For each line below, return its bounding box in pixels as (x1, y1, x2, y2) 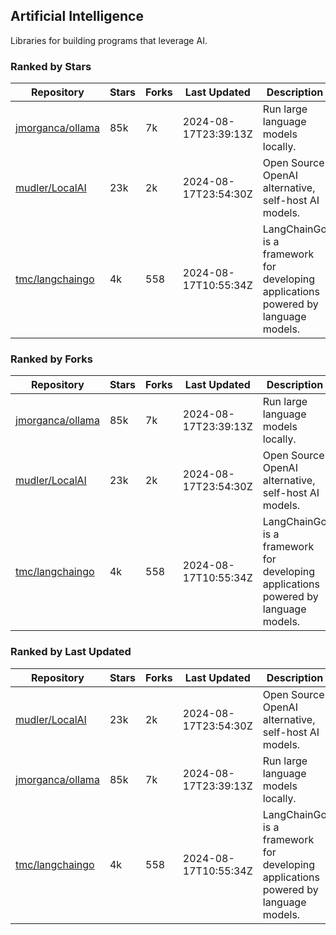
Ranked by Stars (10, 59, 92, 73)
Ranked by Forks (10, 352, 93, 366)
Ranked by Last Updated (10, 645, 132, 659)
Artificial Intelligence (10, 8, 144, 25)
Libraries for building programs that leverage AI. (10, 34, 208, 46)
